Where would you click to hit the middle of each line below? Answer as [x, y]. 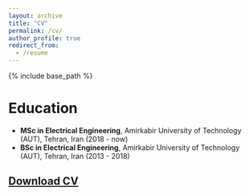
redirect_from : [34, 46]
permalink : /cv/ [35, 30]
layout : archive [35, 16]
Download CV [43, 181]
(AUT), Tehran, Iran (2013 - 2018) [75, 156]
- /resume [32, 53]
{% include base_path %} [51, 76]
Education [43, 108]
